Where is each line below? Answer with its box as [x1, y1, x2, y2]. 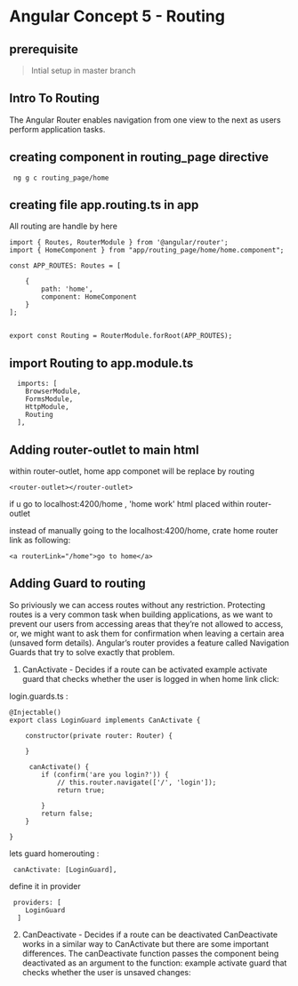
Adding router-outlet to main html [9, 442, 199, 457]
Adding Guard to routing [9, 576, 147, 591]
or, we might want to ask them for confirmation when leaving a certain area [9, 628, 285, 638]
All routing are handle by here [9, 220, 118, 232]
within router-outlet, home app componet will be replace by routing [9, 466, 255, 477]
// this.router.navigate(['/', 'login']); [56, 778, 217, 787]
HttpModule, [25, 403, 69, 412]
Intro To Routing [9, 91, 100, 106]
